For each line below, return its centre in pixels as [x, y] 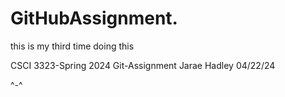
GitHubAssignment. [94, 18]
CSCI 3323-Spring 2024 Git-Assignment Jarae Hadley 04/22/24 [143, 65]
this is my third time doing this [72, 46]
